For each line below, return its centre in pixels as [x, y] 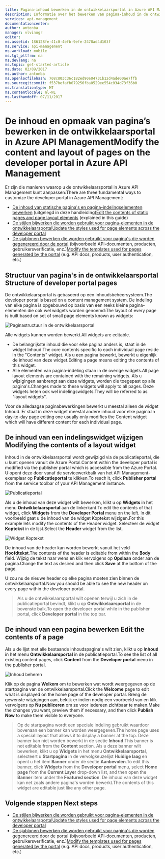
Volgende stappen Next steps [52, 804]
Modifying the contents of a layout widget [70, 445]
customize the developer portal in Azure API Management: [64, 198]
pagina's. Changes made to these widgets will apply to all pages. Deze [83, 386]
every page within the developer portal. [45, 589]
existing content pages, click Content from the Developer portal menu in [79, 659]
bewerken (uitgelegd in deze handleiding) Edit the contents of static [80, 213]
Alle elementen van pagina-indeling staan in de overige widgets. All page [85, 371]
